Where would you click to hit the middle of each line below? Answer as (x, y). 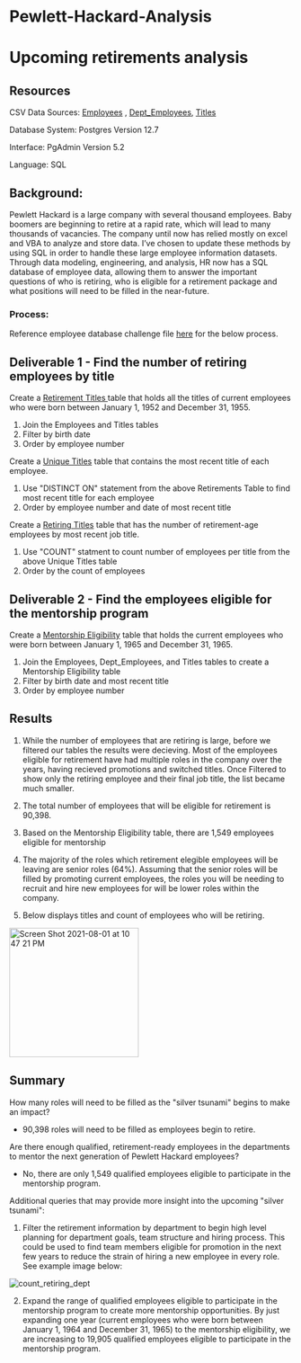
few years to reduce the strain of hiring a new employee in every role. (151, 1256)
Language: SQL (38, 165)
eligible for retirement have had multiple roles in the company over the (152, 759)
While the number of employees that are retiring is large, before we (146, 740)
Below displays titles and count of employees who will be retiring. (143, 915)
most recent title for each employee (88, 498)
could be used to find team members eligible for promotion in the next (152, 1246)
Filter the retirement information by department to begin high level (144, 1227)
